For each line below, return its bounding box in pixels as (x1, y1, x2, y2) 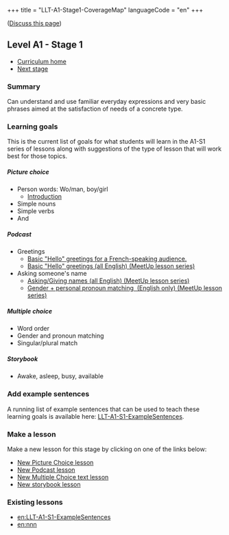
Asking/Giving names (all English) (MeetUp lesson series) (27, 276, 190, 285)
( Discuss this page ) (7, 19, 62, 27)
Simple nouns (16, 199, 56, 208)
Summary (7, 82, 41, 91)
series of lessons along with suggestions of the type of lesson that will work (7, 144, 222, 153)
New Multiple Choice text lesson (16, 472, 109, 481)
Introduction (27, 193, 62, 201)
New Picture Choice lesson (16, 458, 94, 466)
